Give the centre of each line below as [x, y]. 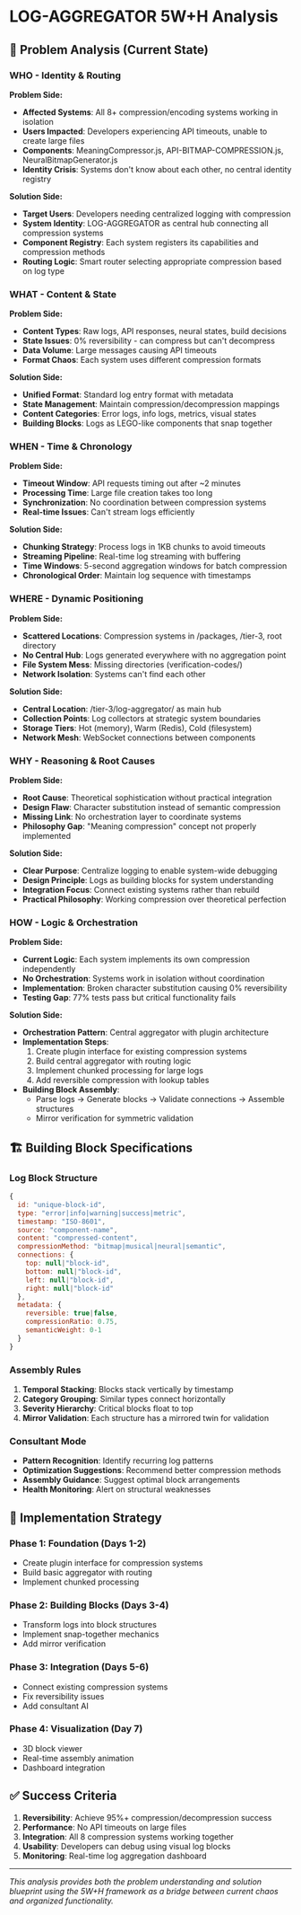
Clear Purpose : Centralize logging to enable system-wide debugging [150, 871]
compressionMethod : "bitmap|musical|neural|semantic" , [122, 1247]
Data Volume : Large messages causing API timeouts [120, 350]
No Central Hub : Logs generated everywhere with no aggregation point [154, 655]
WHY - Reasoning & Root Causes [82, 761]
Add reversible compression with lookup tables [122, 1081]
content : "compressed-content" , [78, 1238]
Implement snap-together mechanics [90, 1634]
